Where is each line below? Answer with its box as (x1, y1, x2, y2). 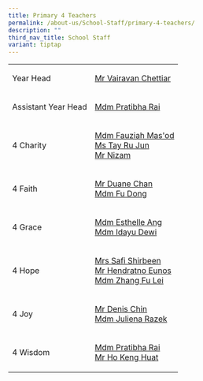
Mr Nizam (94, 150, 131, 161)
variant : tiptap (8, 41, 61, 49)
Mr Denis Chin (94, 304, 148, 315)
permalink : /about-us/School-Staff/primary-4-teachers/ (8, 19, 195, 27)
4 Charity (12, 140, 47, 151)
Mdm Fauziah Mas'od (94, 130, 175, 141)
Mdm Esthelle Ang (94, 217, 163, 228)
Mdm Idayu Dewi (94, 226, 157, 237)
